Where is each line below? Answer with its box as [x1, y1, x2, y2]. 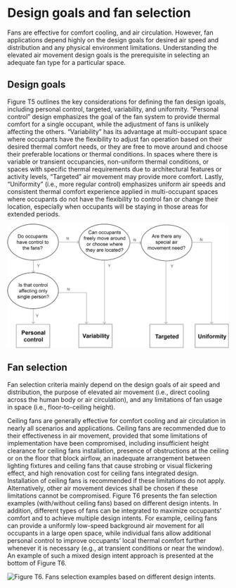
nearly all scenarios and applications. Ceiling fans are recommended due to [7, 424, 226, 432]
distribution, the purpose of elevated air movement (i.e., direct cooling [7, 388, 210, 396]
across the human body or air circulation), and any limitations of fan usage [7, 395, 223, 403]
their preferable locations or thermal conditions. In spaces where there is [7, 149, 218, 158]
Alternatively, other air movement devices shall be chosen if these [7, 484, 198, 492]
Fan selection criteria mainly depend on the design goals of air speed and [7, 380, 221, 388]
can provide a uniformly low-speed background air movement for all [7, 521, 204, 529]
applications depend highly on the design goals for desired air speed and [7, 35, 219, 44]
